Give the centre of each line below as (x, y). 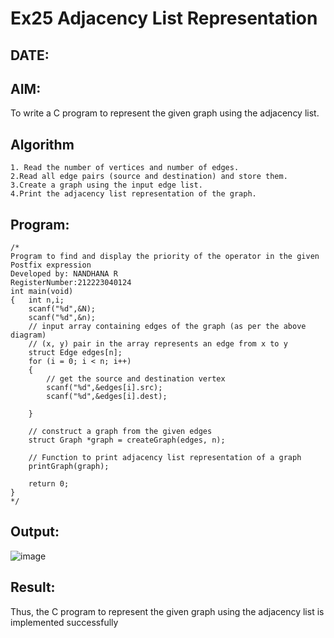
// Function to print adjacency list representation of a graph (165, 458)
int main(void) (42, 292)
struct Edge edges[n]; (75, 353)
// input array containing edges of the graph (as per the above (167, 327)
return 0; (49, 484)
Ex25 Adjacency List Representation (164, 18)
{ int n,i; (37, 300)
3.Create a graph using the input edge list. (106, 185)
